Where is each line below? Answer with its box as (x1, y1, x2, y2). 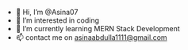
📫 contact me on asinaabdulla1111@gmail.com (15, 33, 168, 42)
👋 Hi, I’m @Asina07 (15, 8, 79, 16)
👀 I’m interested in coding (15, 16, 100, 25)
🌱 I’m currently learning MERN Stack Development (15, 24, 180, 33)
